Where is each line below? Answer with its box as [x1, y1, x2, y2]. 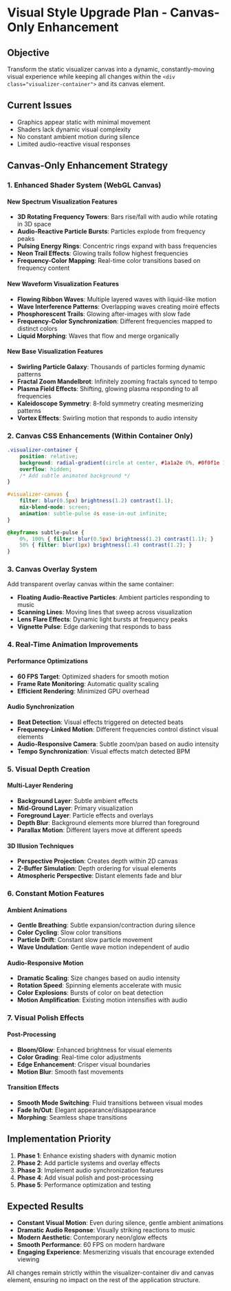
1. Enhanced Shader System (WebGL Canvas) [7, 180, 162, 190]
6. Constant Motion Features [7, 889, 104, 899]
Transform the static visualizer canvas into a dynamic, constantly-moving [7, 65, 214, 73]
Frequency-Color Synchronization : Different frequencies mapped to [16, 317, 213, 325]
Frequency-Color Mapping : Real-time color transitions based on [16, 257, 201, 265]
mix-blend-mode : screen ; [19, 504, 91, 511]
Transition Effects [7, 1083, 60, 1091]
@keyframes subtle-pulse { [7, 529, 85, 536]
